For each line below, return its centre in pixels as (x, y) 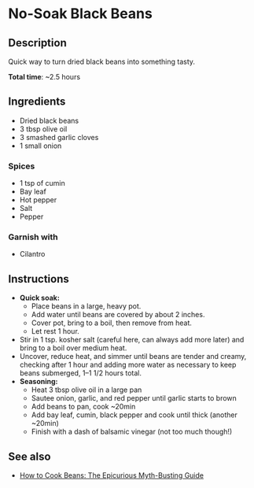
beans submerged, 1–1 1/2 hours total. (80, 373)
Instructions (39, 279)
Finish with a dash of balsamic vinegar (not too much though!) (132, 432)
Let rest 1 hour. (55, 331)
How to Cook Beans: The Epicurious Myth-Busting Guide (112, 475)
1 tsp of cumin (42, 183)
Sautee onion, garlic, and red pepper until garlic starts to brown (134, 398)
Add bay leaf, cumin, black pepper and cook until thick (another (134, 415)
